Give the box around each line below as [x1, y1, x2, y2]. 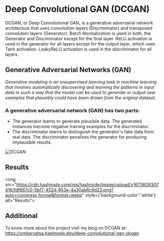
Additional [5, 212, 38, 220]
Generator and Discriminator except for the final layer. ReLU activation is [5, 36, 152, 42]
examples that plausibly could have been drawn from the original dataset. [5, 95, 156, 100]
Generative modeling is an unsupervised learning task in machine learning [5, 79, 157, 85]
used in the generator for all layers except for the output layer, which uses [5, 41, 156, 47]
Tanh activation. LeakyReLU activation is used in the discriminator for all [5, 46, 152, 52]
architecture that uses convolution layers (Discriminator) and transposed [5, 25, 153, 31]
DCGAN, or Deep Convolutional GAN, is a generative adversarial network [5, 20, 153, 26]
